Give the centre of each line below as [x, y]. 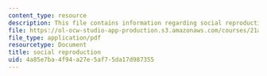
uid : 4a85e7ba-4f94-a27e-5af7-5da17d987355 [81, 60]
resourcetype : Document [48, 45]
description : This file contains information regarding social [115, 23]
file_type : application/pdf [55, 38]
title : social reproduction [55, 52]
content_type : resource [48, 15]
